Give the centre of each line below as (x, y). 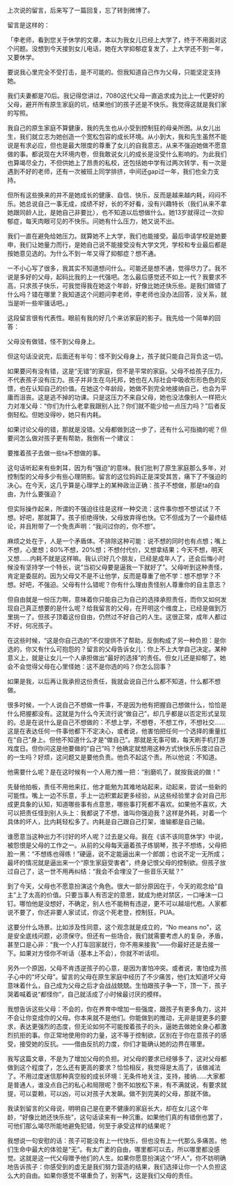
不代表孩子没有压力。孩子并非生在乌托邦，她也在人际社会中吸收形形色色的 (114, 380)
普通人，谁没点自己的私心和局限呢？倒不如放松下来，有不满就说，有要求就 (120, 1085)
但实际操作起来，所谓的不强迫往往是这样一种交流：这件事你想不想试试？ (111, 509)
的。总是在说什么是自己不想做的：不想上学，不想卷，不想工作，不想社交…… (116, 722)
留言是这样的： (29, 25)
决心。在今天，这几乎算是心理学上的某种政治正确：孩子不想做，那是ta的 (111, 485)
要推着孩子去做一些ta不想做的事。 (56, 453)
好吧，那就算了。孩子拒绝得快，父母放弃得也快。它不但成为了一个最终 (120, 517)
